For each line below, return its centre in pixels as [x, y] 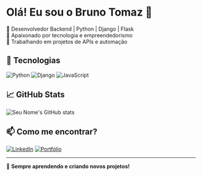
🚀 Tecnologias [33, 60]
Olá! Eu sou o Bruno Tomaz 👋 [79, 12]
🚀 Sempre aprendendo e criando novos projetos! [68, 166]
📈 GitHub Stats [35, 95]
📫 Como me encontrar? [52, 132]
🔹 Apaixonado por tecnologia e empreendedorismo [69, 35]
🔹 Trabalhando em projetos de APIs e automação [67, 41]
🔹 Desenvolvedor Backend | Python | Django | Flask [70, 29]
